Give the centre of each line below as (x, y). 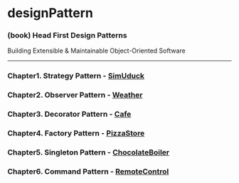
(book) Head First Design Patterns (67, 36)
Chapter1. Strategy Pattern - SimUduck (76, 76)
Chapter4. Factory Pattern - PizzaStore (76, 133)
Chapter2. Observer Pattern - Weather (75, 95)
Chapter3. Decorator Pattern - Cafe (69, 114)
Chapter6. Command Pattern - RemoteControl (88, 172)
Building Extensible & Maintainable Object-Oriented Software (97, 51)
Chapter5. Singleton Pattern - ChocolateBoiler (89, 152)
